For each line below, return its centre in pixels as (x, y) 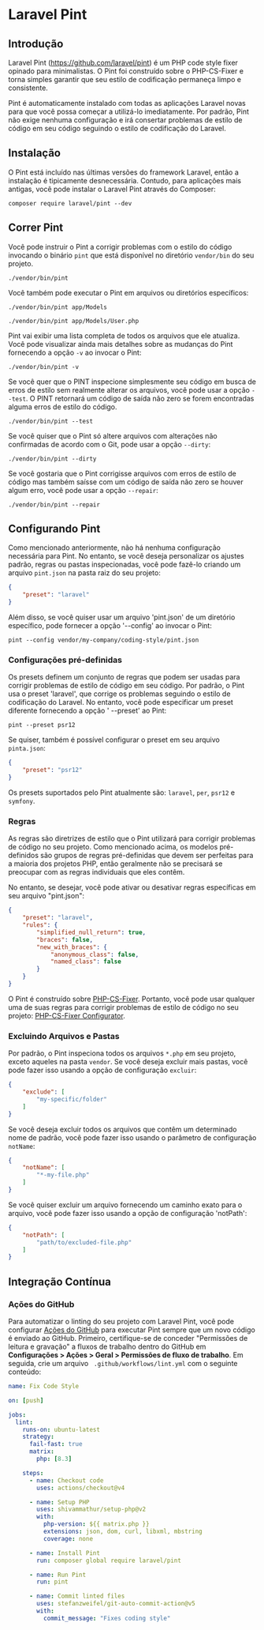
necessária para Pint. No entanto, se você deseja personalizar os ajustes (126, 556)
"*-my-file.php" (63, 1175)
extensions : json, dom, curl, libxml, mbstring (123, 1532)
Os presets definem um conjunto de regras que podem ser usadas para (124, 677)
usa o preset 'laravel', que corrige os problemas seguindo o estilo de (119, 694)
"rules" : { (40, 925)
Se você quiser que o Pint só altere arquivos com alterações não (113, 435)
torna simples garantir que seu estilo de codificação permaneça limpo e (125, 79)
